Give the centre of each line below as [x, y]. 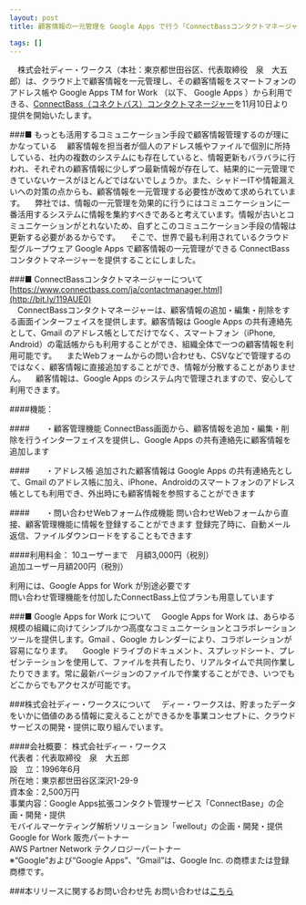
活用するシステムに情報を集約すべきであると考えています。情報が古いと [152, 214]
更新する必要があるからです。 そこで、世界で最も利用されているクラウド [149, 237]
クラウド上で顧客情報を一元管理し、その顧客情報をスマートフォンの [168, 81]
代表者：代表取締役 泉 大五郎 [69, 758]
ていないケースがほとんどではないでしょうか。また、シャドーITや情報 [148, 180]
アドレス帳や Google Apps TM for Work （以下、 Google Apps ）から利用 [147, 93]
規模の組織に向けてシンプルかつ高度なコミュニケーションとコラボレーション [153, 628]
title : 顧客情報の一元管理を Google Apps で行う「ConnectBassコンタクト [137, 26]
